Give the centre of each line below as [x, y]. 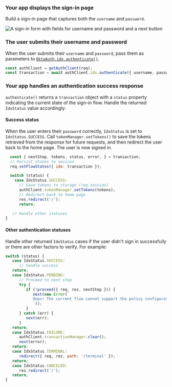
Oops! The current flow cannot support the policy [88, 299]
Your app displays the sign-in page [49, 8]
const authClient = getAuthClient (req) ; [49, 68]
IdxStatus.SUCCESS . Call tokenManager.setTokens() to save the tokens [78, 136]
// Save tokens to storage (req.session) [64, 185]
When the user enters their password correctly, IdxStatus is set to [74, 131]
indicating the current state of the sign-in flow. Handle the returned [76, 103]
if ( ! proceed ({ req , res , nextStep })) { [71, 289]
